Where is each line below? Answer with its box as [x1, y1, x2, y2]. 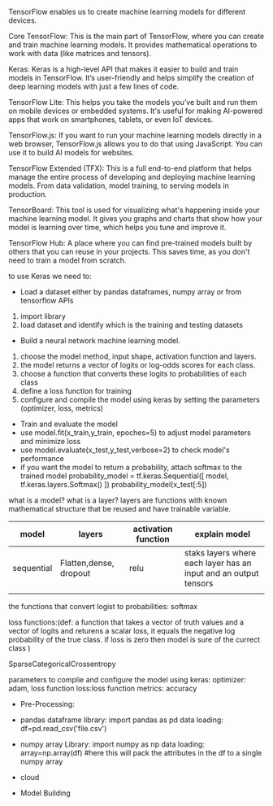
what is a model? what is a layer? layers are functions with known [8, 495, 227, 505]
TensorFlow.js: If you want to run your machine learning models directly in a [8, 130, 262, 140]
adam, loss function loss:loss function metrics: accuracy [8, 683, 197, 693]
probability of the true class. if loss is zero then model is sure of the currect [8, 634, 260, 644]
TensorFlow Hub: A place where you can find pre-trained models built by [8, 238, 253, 247]
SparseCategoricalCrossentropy [8, 659, 116, 669]
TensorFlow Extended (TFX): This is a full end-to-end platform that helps [8, 163, 252, 173]
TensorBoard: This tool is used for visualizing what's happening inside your [8, 205, 260, 215]
